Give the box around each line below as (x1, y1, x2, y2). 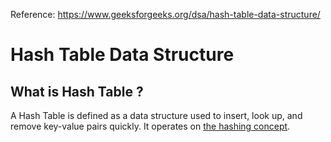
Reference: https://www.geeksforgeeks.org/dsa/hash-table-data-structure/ (10, 9, 321, 20)
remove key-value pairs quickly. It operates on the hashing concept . (10, 120, 291, 132)
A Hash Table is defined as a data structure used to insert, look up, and (10, 110, 303, 121)
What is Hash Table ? (10, 83, 144, 100)
